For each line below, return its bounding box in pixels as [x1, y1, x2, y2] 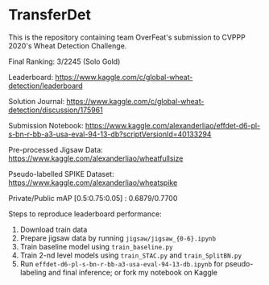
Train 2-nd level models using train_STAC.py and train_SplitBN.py [19, 250, 242, 260]
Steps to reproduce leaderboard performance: [8, 208, 163, 219]
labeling [19, 267, 47, 277]
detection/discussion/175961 [8, 105, 103, 115]
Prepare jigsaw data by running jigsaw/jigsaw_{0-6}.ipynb [19, 233, 216, 243]
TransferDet [8, 6, 91, 24]
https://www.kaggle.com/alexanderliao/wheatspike [8, 178, 178, 187]
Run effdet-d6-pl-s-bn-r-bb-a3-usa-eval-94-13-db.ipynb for [19, 258, 224, 268]
